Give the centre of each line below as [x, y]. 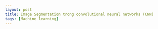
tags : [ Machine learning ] [32, 19]
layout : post [19, 10]
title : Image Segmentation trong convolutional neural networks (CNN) [79, 14]
